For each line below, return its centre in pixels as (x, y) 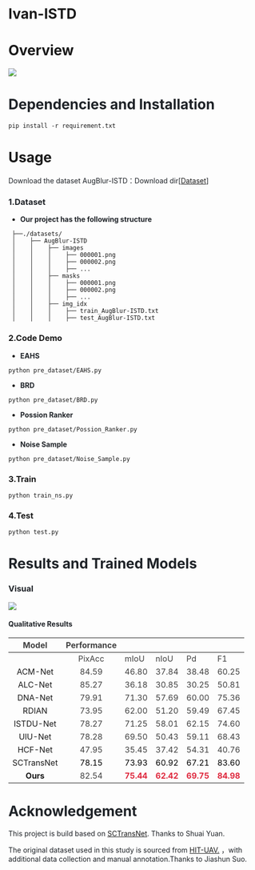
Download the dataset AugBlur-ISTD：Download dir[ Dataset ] (109, 180)
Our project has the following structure (86, 219)
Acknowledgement (73, 811)
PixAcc (91, 659)
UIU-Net (35, 736)
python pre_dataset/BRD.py (53, 400)
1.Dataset (27, 202)
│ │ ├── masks (46, 276)
